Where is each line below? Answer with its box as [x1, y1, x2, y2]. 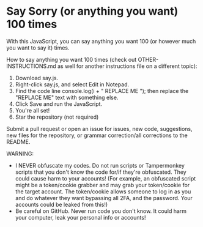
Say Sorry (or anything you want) [6, 4, 179, 18]
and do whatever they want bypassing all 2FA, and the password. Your [15, 194, 193, 201]
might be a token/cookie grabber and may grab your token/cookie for [15, 181, 190, 188]
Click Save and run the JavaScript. [15, 100, 103, 108]
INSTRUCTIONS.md [6, 62, 56, 70]
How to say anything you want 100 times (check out [6, 56, 137, 63]
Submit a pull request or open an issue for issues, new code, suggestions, [6, 125, 193, 132]
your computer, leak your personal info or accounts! [15, 214, 146, 221]
